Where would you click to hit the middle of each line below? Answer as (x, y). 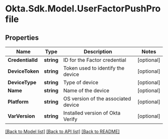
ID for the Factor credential (95, 60)
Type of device (81, 82)
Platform (18, 102)
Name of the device (86, 90)
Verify (70, 119)
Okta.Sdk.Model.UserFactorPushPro (83, 9)
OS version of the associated (97, 99)
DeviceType (22, 82)
